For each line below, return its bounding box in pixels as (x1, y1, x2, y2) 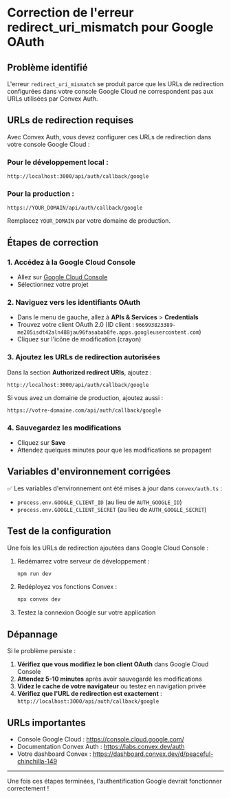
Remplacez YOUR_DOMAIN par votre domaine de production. (7, 217, 170, 225)
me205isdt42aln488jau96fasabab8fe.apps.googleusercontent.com (16, 329, 199, 336)
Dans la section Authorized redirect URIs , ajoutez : (7, 368, 153, 377)
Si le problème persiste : (7, 647, 76, 655)
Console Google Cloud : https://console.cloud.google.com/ (16, 735, 184, 743)
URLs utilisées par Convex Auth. (7, 94, 98, 103)
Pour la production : (7, 189, 74, 199)
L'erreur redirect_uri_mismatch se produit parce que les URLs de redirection (7, 80, 224, 88)
